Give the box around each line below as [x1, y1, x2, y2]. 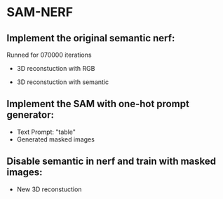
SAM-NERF [6, 4, 74, 20]
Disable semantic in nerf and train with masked [6, 156, 217, 167]
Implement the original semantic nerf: [6, 32, 175, 44]
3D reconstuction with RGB [16, 64, 95, 72]
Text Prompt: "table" [16, 128, 76, 136]
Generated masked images [16, 135, 95, 144]
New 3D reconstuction [16, 185, 82, 193]
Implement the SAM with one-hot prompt [6, 98, 190, 110]
